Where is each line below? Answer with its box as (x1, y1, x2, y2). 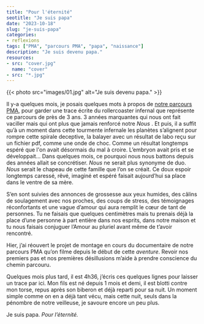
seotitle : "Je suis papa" (6, 15, 72, 21)
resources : (6, 55, 34, 61)
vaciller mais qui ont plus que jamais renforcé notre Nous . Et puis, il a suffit (6, 120, 197, 128)
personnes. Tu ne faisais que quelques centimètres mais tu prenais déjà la (6, 210, 194, 218)
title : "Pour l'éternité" (6, 9, 72, 15)
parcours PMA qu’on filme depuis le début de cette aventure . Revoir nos (6, 248, 189, 255)
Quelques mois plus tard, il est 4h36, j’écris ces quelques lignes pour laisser (6, 273, 198, 280)
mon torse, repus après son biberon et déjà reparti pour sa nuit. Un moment (6, 286, 197, 293)
